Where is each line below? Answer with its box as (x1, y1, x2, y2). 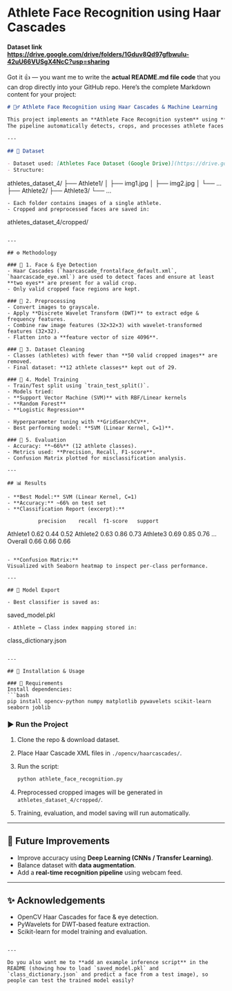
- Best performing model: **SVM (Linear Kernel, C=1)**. (7, 424, 175, 431)
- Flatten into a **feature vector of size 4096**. (7, 333, 159, 341)
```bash (7, 691, 30, 698)
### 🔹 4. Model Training (7, 376, 79, 383)
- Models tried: (7, 388, 54, 395)
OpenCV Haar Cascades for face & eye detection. (17, 913, 159, 921)
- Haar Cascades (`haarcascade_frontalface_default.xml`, (7, 267, 177, 274)
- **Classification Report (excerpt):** (7, 505, 126, 512)
